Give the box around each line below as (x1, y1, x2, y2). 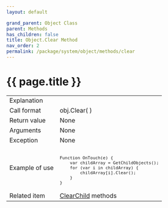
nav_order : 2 (6, 43, 40, 49)
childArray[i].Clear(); (79, 169, 136, 176)
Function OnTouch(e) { (59, 155, 114, 161)
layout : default (6, 9, 48, 15)
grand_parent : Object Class (6, 20, 78, 26)
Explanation (9, 96, 43, 105)
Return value (9, 116, 46, 124)
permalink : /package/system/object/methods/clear (6, 48, 136, 55)
